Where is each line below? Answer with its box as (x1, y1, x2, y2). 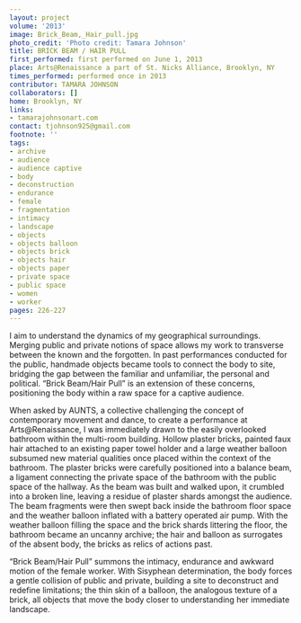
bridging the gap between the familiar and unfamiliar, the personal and (9, 369, 270, 379)
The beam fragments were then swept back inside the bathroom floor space (9, 501, 292, 512)
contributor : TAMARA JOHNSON (9, 80, 119, 89)
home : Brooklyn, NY (9, 96, 83, 106)
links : (9, 105, 34, 114)
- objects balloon (9, 239, 78, 248)
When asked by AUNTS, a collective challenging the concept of (9, 405, 244, 416)
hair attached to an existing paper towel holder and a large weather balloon (9, 443, 288, 454)
